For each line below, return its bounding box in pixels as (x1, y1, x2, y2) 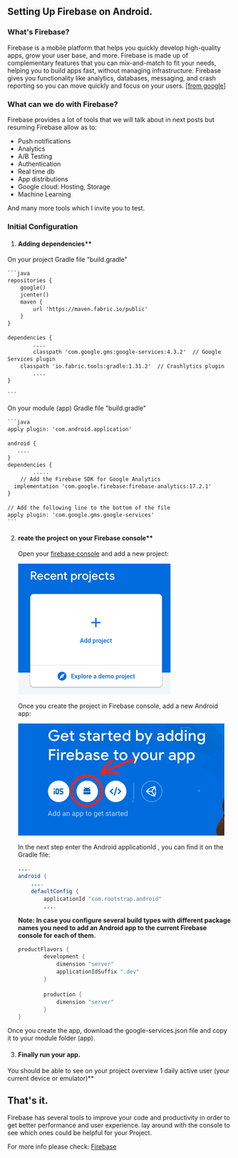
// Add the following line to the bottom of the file (7, 504, 171, 511)
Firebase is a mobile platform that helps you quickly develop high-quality (7, 43, 221, 52)
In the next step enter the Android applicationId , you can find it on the (17, 843, 224, 852)
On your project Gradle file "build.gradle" (7, 255, 128, 264)
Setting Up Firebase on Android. (7, 6, 153, 18)
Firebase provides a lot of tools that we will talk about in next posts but (7, 115, 215, 124)
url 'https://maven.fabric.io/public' (33, 306, 148, 313)
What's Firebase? (7, 27, 70, 37)
